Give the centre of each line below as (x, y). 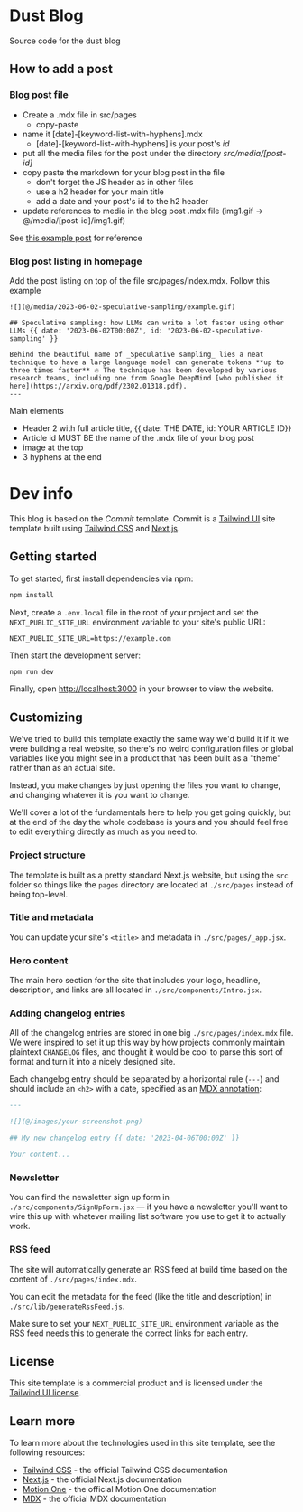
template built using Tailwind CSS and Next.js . (95, 528)
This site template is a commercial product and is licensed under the (136, 1383)
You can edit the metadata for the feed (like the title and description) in (141, 1296)
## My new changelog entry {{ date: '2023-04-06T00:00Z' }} (125, 1138)
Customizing (46, 717)
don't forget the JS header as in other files (115, 182)
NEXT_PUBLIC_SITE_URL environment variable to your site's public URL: (138, 622)
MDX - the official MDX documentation (94, 1499)
